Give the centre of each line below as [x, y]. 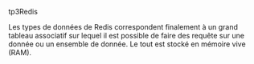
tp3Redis [23, 12]
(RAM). [20, 52]
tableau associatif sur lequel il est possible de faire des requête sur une [127, 36]
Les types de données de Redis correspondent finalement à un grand [123, 27]
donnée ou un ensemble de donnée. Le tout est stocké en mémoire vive [127, 44]
